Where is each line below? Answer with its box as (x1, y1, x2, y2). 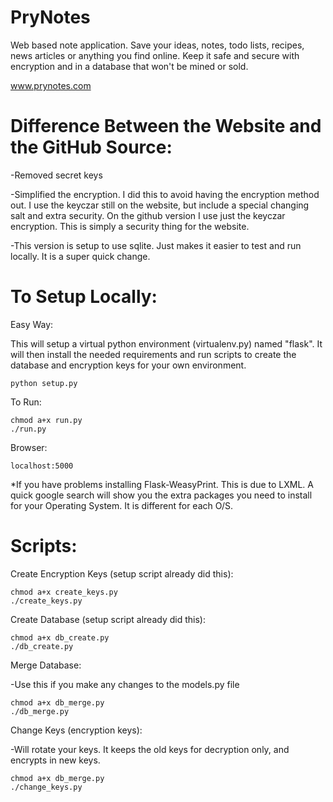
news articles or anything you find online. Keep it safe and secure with (10, 49, 300, 61)
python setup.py (10, 378, 78, 388)
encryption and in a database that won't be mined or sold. (10, 60, 249, 72)
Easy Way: (10, 318, 54, 330)
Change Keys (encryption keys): (10, 724, 143, 736)
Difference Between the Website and (10, 115, 322, 138)
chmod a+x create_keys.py (10, 587, 118, 597)
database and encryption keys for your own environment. (10, 359, 247, 371)
